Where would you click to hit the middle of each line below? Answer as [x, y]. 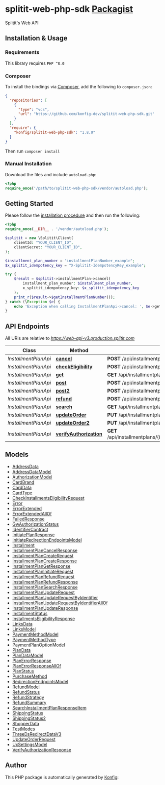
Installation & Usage [36, 38]
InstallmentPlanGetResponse [41, 566]
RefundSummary [29, 703]
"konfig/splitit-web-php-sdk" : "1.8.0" [55, 132]
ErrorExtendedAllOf [32, 513]
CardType [22, 493]
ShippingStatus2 [29, 718]
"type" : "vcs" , [34, 110]
